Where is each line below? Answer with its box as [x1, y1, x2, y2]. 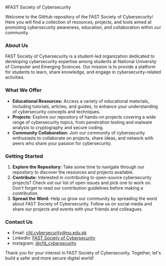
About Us [5, 42, 28, 49]
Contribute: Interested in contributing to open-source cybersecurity [12, 174, 152, 180]
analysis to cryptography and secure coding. [12, 124, 104, 131]
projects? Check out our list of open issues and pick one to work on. [12, 180, 152, 186]
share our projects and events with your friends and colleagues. [12, 206, 143, 212]
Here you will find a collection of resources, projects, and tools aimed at [5, 19, 152, 25]
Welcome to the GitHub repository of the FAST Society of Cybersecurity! [5, 14, 154, 19]
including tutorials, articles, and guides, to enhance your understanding [12, 103, 158, 109]
